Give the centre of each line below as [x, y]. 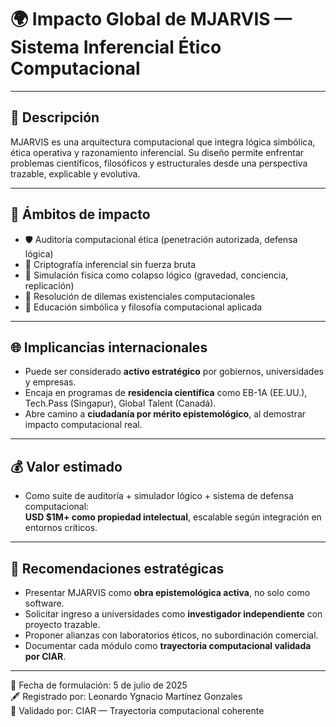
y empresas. [50, 382]
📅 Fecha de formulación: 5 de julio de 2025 [99, 685]
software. [44, 603]
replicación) [49, 285]
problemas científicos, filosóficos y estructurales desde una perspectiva [159, 163]
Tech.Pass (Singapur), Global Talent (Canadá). [120, 403]
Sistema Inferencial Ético [116, 47]
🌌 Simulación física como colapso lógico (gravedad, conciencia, [156, 275]
